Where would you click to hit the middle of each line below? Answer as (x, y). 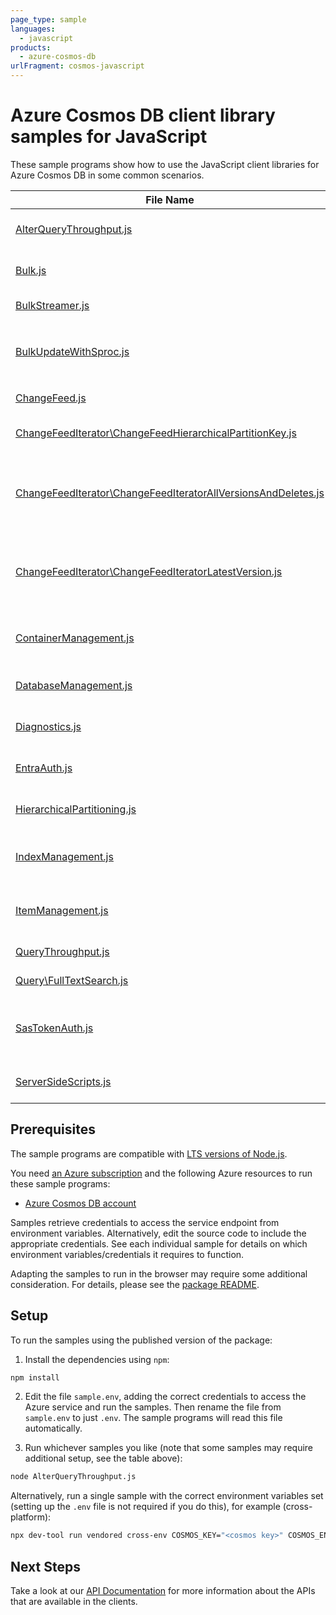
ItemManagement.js (62, 910)
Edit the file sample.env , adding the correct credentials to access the (165, 1397)
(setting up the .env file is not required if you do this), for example (145, 1507)
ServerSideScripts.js (63, 1081)
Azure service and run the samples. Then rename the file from (153, 1407)
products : (31, 47)
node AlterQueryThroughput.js (73, 1477)
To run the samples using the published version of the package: (141, 1340)
